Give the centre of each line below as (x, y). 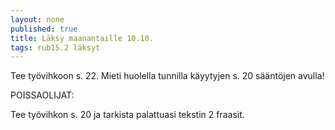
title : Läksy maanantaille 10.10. (82, 38)
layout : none (37, 19)
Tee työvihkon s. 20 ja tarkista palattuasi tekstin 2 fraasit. (127, 115)
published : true (44, 29)
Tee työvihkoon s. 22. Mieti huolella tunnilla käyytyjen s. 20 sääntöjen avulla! (167, 76)
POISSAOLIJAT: (42, 95)
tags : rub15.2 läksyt (55, 47)
